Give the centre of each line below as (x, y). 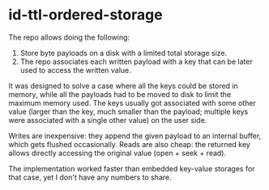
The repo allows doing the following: (69, 37)
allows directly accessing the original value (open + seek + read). (117, 153)
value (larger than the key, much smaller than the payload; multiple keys (128, 112)
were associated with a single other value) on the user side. (108, 120)
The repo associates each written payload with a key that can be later (136, 61)
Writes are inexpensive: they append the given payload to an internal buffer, (135, 136)
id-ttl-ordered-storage (86, 15)
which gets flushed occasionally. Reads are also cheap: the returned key (130, 144)
